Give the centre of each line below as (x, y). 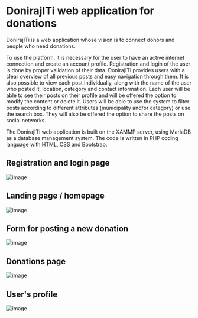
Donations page (36, 261)
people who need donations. (41, 46)
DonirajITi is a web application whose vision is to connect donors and (90, 40)
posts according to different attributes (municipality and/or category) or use (98, 108)
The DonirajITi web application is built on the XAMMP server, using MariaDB (98, 132)
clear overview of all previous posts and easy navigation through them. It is (98, 76)
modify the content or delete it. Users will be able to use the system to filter (98, 101)
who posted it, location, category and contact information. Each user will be (98, 89)
